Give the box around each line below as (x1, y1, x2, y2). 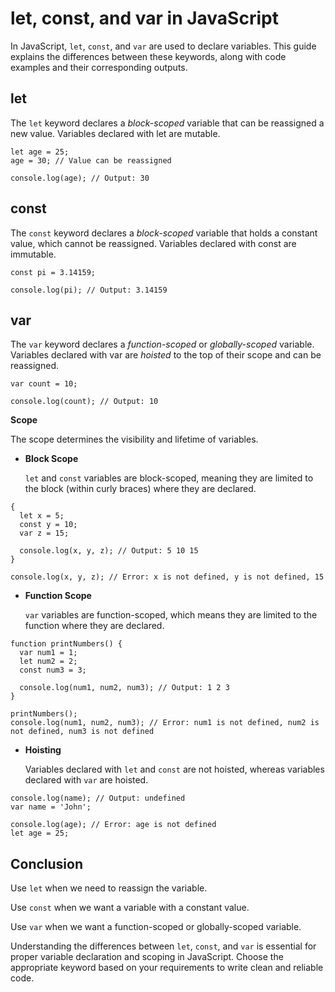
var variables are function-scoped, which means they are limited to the (24, 609, 318, 621)
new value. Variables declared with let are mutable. (10, 127, 221, 139)
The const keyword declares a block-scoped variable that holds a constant (10, 227, 318, 239)
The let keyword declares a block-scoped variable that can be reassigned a (10, 117, 325, 129)
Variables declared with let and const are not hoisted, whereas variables (24, 763, 325, 776)
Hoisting (24, 744, 62, 756)
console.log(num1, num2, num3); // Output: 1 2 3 (19, 683, 230, 693)
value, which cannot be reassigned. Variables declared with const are (10, 237, 297, 249)
